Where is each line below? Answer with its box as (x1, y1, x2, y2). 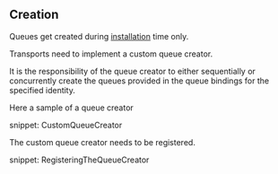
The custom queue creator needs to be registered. (9, 136, 195, 147)
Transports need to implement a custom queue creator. (9, 48, 213, 59)
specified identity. (9, 84, 76, 95)
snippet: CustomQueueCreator (9, 119, 123, 130)
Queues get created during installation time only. (9, 30, 189, 41)
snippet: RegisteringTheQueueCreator (9, 154, 150, 165)
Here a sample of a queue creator (9, 102, 135, 113)
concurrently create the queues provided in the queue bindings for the (9, 75, 270, 86)
